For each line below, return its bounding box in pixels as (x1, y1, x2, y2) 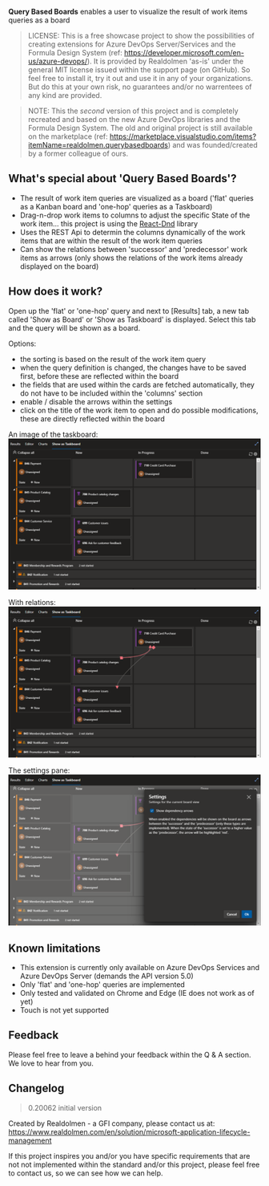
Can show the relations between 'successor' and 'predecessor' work (19, 244, 248, 254)
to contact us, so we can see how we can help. (8, 1168, 163, 1178)
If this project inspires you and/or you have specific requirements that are (8, 1151, 251, 1160)
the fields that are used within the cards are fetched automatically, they (19, 380, 255, 389)
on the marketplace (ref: (27, 132, 108, 141)
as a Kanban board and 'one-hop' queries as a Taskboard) (19, 201, 213, 211)
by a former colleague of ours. (27, 148, 129, 158)
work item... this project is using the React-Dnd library (19, 218, 199, 228)
